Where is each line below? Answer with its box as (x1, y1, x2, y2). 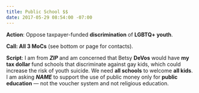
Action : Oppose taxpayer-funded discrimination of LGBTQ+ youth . (6, 31, 173, 38)
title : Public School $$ (6, 8, 68, 15)
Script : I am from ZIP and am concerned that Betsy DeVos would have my (6, 54, 189, 61)
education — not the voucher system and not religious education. (6, 79, 169, 87)
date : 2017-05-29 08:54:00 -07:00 (6, 14, 93, 20)
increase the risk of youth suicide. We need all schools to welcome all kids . (6, 67, 193, 74)
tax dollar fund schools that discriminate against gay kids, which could (6, 61, 181, 68)
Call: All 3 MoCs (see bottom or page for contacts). (6, 43, 134, 50)
